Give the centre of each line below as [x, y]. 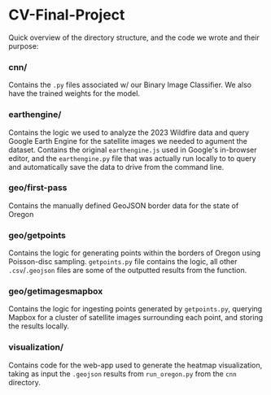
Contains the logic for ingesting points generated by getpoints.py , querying [135, 309]
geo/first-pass [38, 188]
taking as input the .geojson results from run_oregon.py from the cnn [123, 373]
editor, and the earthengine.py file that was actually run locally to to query [132, 158]
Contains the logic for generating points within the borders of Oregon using [135, 253]
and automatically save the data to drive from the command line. [116, 167]
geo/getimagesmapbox [56, 292]
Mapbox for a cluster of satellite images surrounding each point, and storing [136, 318]
